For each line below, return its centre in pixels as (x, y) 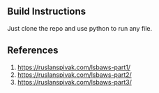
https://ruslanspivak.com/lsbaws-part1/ (74, 67)
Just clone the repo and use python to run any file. (80, 28)
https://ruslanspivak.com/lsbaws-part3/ (75, 82)
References (33, 51)
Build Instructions (47, 12)
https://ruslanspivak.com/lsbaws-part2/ (75, 74)
